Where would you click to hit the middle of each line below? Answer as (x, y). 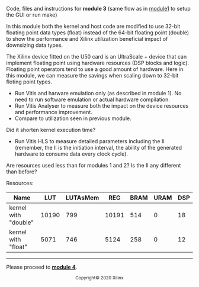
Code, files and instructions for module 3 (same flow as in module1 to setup (98, 9)
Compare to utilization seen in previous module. (73, 118)
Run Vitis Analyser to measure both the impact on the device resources (102, 106)
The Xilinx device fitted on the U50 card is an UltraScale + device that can (97, 57)
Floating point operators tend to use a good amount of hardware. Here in (95, 69)
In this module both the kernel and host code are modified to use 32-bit (93, 26)
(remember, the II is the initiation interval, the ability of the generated (98, 148)
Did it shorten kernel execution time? (51, 130)
